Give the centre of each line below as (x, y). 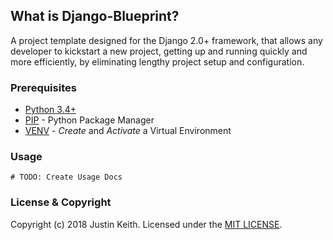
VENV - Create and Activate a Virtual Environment (128, 131)
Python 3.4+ (50, 110)
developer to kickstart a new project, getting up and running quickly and (159, 51)
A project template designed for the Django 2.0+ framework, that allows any (166, 40)
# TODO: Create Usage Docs (66, 177)
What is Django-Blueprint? (95, 16)
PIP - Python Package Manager (89, 120)
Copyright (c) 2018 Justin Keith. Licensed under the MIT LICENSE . (146, 224)
